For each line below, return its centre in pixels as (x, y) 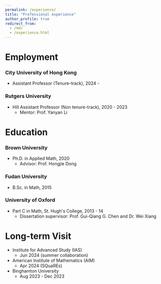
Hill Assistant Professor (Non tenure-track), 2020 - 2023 (70, 107)
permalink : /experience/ (31, 10)
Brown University (26, 147)
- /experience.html (30, 33)
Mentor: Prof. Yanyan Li (43, 112)
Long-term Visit (38, 236)
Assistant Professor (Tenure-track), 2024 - (56, 83)
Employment (32, 57)
